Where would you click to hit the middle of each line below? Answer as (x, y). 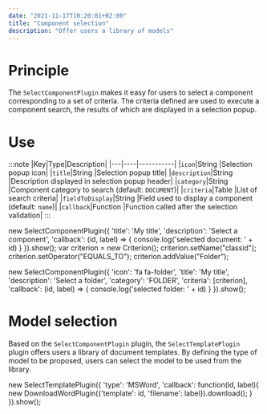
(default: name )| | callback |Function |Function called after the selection (123, 207)
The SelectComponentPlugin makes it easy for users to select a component (131, 92)
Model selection (63, 321)
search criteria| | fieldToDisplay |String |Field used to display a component (131, 198)
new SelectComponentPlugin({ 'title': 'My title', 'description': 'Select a (123, 231)
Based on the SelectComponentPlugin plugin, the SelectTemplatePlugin (124, 344)
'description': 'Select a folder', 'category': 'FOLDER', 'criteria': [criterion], (128, 281)
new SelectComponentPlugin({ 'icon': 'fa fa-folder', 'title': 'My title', (119, 272)
